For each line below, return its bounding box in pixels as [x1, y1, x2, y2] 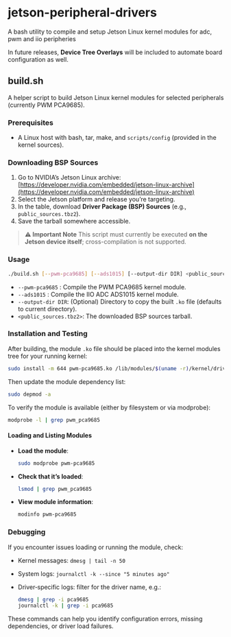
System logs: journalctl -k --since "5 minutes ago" [17, 569, 170, 577]
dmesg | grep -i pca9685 [17, 596, 89, 603]
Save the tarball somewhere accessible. [17, 217, 131, 226]
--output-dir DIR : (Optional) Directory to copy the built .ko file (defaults [17, 297, 222, 306]
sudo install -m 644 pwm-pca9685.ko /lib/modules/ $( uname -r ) [8, 365, 189, 372]
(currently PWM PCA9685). [8, 101, 85, 109]
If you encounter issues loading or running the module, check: [8, 543, 184, 551]
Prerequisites [8, 118, 53, 128]
